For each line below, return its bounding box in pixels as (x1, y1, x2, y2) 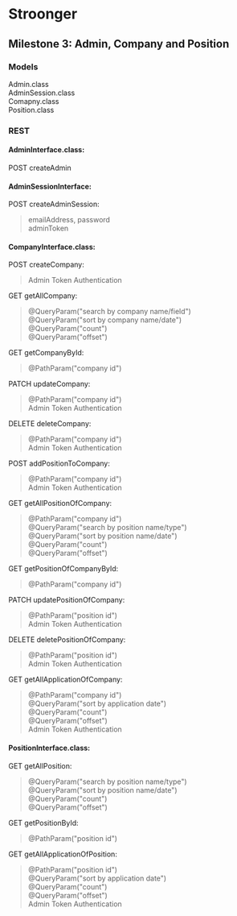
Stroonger (8, 5, 78, 23)
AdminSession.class (8, 88, 76, 97)
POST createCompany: (8, 259, 84, 270)
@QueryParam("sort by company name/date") (27, 315, 182, 325)
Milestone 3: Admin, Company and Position (8, 37, 230, 51)
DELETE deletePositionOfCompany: (8, 635, 126, 645)
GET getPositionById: (8, 818, 79, 827)
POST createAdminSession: (8, 199, 100, 209)
